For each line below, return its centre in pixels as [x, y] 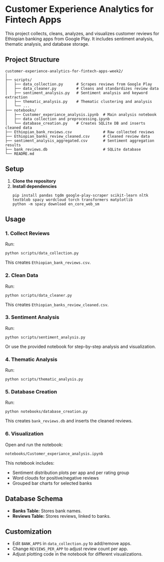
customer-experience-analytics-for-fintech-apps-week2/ [64, 71]
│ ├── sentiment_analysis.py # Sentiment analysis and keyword [77, 93]
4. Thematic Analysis [31, 359]
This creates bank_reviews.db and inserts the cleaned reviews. [69, 421]
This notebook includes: [30, 463]
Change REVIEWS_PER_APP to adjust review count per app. [70, 549]
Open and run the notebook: [34, 444]
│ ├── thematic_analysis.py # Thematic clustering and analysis [79, 101]
